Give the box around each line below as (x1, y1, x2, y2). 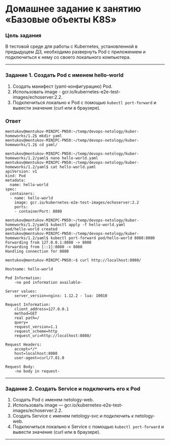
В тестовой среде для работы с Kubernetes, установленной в (5, 44, 138, 50)
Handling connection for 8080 (5, 249, 69, 254)
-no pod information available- (14, 280, 82, 285)
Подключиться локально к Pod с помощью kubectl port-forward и (12, 99, 157, 106)
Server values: (5, 289, 37, 294)
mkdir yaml (39, 133, 62, 139)
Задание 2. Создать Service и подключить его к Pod (5, 385, 141, 392)
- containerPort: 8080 (14, 209, 62, 214)
